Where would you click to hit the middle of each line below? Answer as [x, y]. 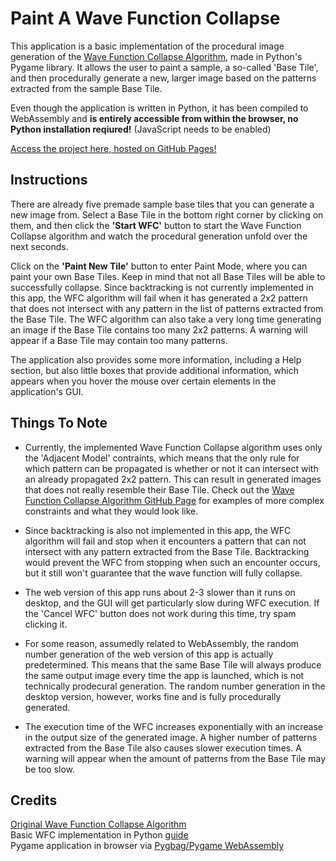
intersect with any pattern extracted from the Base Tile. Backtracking [167, 551]
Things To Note [59, 423]
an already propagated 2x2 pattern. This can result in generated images [173, 479]
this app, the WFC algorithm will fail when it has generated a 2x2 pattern [159, 298]
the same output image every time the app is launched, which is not [164, 675]
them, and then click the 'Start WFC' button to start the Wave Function [156, 225]
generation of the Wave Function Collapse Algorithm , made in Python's [156, 56]
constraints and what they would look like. [111, 511]
